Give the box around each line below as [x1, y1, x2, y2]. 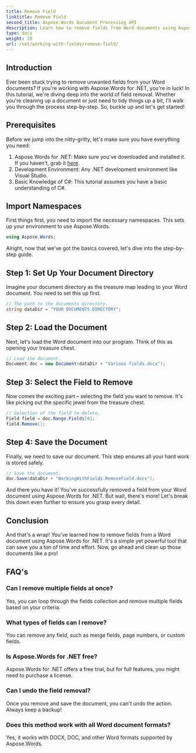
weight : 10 [6, 36, 33, 42]
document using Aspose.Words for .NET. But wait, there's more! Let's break [6, 492, 188, 500]
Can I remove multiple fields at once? [6, 584, 114, 592]
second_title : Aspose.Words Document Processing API [6, 19, 137, 25]
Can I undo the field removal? [6, 686, 91, 695]
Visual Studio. [14, 172, 48, 179]
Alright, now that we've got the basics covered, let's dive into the [6, 245, 162, 252]
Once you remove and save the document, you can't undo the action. [6, 700, 173, 707]
